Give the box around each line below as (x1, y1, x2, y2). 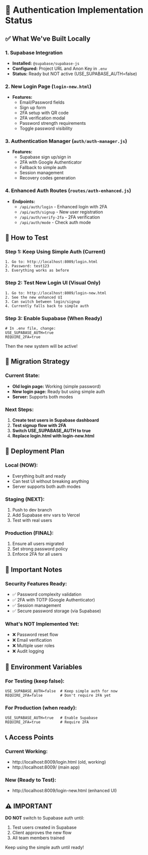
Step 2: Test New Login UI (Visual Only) (5, 280, 101, 286)
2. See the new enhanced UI (5, 295, 63, 300)
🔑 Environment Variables (5, 663, 83, 671)
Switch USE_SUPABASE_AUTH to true (12, 427, 91, 434)
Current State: (5, 372, 40, 379)
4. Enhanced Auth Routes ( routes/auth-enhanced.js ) (5, 187, 131, 194)
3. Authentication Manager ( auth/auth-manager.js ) (5, 138, 127, 144)
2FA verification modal (19, 115, 65, 121)
